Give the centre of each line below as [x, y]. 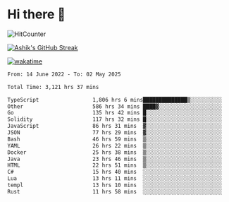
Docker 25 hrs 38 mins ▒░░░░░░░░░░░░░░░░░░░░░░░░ [114, 152]
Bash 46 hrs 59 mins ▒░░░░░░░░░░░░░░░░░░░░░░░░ [114, 139]
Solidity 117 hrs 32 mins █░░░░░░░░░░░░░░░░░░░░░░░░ [114, 119]
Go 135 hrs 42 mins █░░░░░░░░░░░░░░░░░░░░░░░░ [114, 113]
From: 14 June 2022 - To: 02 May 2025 [64, 74]
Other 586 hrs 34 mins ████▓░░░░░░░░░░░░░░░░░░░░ [114, 106]
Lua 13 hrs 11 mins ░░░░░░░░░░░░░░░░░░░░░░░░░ [114, 179]
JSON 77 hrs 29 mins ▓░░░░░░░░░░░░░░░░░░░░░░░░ [114, 133]
